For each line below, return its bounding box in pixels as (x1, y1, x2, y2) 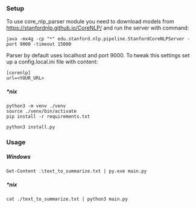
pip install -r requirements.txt (6, 113, 90, 120)
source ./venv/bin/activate (6, 109, 77, 115)
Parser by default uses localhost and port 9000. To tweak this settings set (6, 52, 190, 59)
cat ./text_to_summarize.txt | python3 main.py (6, 196, 128, 203)
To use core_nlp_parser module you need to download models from (6, 18, 174, 25)
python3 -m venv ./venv (6, 103, 66, 109)
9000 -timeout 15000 (19, 41, 71, 48)
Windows (6, 153, 31, 160)
